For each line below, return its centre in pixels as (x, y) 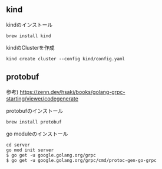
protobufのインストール (35, 110)
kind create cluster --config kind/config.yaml (66, 58)
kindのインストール (29, 25)
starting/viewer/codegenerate (42, 98)
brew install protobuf (34, 122)
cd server (18, 145)
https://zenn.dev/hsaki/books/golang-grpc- (72, 92)
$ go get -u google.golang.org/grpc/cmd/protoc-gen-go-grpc (82, 160)
